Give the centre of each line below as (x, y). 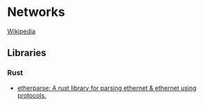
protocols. (32, 95)
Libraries (27, 53)
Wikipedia (21, 31)
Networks (36, 12)
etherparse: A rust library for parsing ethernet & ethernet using (107, 88)
